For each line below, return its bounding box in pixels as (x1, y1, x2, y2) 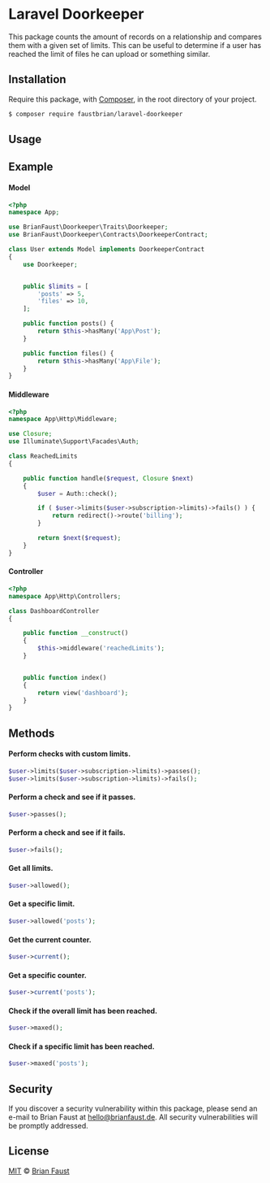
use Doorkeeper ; (23, 260, 79, 268)
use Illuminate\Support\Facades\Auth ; (8, 437, 139, 446)
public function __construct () (23, 629, 129, 637)
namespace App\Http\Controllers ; (8, 592, 122, 600)
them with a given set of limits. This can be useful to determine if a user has (8, 40, 262, 50)
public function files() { (23, 349, 114, 358)
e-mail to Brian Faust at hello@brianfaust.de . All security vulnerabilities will (8, 1112, 258, 1122)
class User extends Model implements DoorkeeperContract (8, 246, 205, 254)
